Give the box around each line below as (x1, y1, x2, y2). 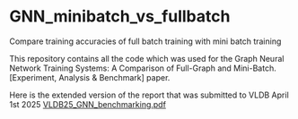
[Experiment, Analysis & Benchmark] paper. (9, 72, 171, 82)
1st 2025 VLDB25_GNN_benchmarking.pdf (9, 98, 166, 109)
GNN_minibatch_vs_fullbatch (9, 6, 231, 27)
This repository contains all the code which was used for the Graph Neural (9, 53, 285, 64)
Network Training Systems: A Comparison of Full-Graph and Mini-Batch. (9, 63, 276, 73)
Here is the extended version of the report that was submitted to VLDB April (9, 89, 289, 100)
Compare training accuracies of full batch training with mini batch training (9, 36, 282, 47)
